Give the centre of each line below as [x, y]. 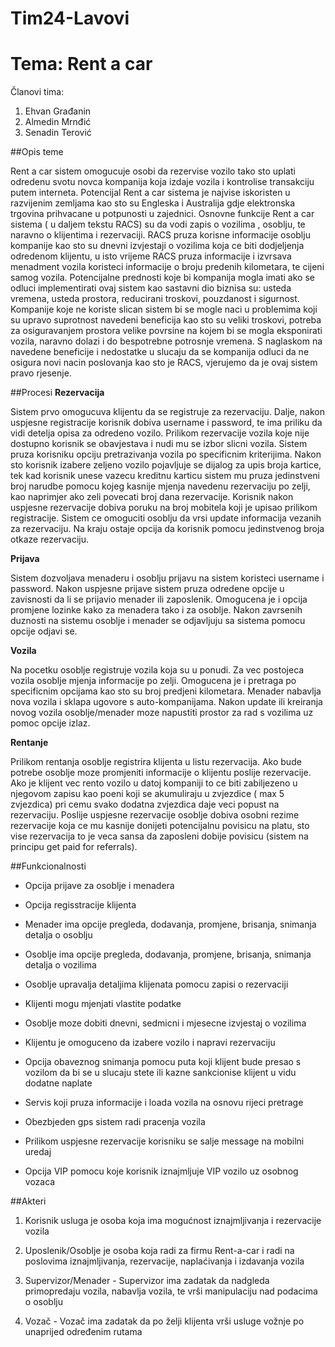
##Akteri [28, 1201]
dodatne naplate [58, 1083]
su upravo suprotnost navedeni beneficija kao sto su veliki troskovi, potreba [166, 320]
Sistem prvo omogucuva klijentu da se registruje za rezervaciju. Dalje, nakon [167, 412]
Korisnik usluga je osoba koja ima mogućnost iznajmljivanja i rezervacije [173, 1221]
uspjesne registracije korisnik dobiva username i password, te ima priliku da [166, 423]
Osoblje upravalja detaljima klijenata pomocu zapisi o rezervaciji [156, 984]
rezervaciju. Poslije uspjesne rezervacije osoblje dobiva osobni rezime [155, 815]
